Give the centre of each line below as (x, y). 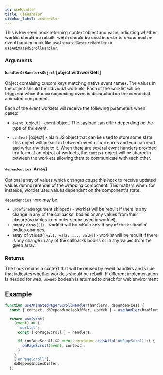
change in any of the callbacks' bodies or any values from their (75, 214)
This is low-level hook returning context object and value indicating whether (81, 33)
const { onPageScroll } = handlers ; (55, 332)
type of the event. (30, 128)
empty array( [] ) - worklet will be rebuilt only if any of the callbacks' (80, 225)
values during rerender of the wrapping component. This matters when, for (80, 185)
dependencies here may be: (32, 200)
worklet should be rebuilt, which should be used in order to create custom (79, 37)
